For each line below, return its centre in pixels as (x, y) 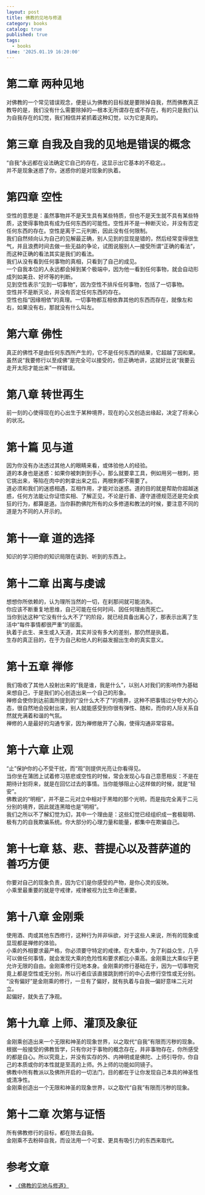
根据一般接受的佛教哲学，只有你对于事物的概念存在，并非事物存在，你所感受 (103, 1049)
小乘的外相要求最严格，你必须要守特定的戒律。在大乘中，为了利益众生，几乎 (103, 950)
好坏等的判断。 (57, 277)
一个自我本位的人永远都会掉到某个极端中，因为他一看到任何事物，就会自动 (100, 269)
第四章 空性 (34, 197)
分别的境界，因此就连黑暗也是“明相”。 (54, 807)
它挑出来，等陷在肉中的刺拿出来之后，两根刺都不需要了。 (78, 481)
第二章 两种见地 (45, 84)
